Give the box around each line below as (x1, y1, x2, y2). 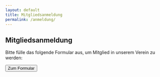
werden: (5, 55, 23, 61)
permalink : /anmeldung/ (5, 17, 56, 22)
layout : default (5, 7, 40, 13)
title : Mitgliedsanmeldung (5, 12, 63, 17)
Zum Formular (8, 66, 35, 71)
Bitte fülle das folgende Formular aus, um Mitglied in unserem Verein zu (5, 49, 155, 56)
